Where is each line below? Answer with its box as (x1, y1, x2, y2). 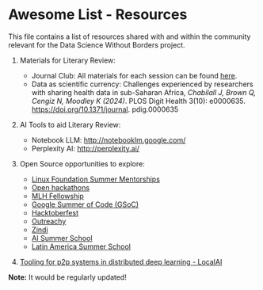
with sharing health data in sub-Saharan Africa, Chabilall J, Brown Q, (31, 87, 256, 97)
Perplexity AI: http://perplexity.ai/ (31, 143, 140, 153)
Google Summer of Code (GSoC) (31, 200, 139, 209)
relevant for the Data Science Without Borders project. (8, 40, 185, 49)
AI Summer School (31, 233, 93, 242)
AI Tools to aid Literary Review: (19, 120, 121, 129)
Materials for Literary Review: (19, 55, 116, 65)
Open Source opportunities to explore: (19, 158, 145, 168)
